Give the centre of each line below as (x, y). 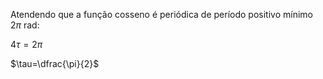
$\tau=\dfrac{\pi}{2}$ (55, 63)
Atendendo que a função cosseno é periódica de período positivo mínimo (161, 14)
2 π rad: (25, 25)
